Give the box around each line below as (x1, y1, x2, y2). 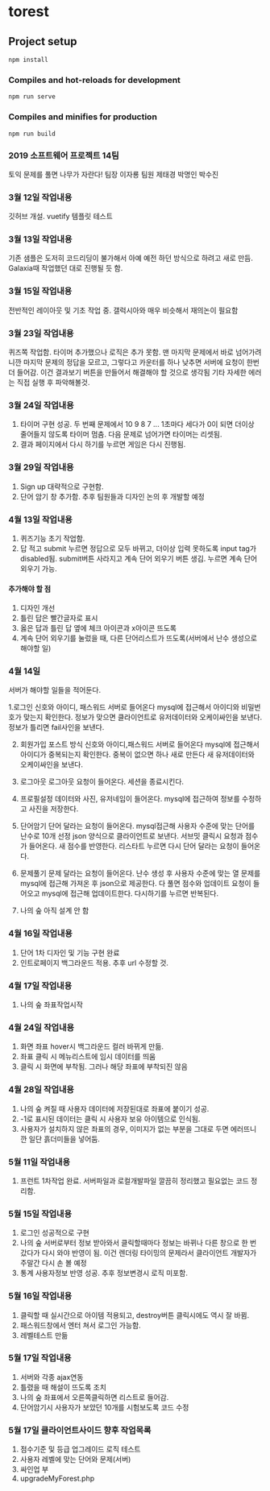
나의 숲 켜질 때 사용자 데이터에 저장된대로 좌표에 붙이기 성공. (19, 1104, 210, 1113)
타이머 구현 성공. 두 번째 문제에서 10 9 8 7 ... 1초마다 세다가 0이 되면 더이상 (19, 420, 255, 429)
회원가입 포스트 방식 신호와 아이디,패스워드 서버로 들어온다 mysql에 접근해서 (19, 739, 260, 749)
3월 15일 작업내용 (8, 285, 73, 296)
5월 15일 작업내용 (8, 1207, 73, 1219)
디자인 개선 (19, 603, 56, 613)
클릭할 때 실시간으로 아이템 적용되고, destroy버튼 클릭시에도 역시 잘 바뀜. (19, 1310, 250, 1319)
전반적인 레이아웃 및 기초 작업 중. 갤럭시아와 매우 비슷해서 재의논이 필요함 (8, 305, 239, 315)
